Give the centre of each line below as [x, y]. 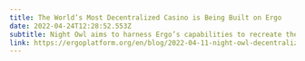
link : [20, 43]
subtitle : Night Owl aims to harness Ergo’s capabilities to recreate [146, 34]
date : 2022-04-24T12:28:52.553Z [70, 26]
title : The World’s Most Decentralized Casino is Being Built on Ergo [146, 17]
